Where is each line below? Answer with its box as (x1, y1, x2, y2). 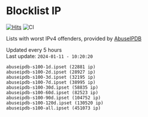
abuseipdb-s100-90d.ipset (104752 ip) (6, 95, 101, 101)
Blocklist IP (6, 4, 62, 18)
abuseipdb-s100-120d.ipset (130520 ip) (6, 100, 104, 106)
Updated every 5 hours (6, 46, 62, 54)
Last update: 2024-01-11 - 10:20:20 (6, 52, 93, 59)
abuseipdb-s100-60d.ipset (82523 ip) (6, 89, 99, 95)
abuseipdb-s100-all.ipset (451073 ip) (6, 105, 101, 111)
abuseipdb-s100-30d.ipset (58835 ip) (6, 84, 99, 91)
